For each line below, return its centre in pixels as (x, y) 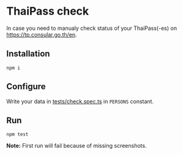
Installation (28, 54)
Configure (26, 87)
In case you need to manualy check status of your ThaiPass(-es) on (92, 28)
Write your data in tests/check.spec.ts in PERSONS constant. (80, 101)
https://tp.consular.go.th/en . (42, 34)
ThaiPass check (48, 11)
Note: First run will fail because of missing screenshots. (77, 146)
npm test (17, 135)
